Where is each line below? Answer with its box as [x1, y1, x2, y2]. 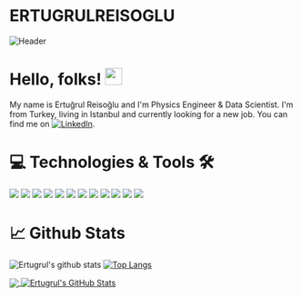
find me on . [9, 118, 96, 129]
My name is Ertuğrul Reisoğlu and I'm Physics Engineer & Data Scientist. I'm [9, 99, 294, 110]
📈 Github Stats [9, 223, 126, 243]
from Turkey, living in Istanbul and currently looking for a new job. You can [9, 108, 288, 119]
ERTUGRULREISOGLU [9, 5, 176, 26]
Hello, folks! [9, 69, 102, 90]
